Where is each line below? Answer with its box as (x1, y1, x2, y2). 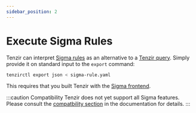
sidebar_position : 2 (6, 8, 58, 15)
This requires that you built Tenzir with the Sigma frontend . (6, 83, 151, 90)
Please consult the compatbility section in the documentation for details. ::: (6, 101, 191, 108)
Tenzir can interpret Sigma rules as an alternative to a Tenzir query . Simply (6, 54, 190, 61)
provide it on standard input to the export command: (6, 60, 135, 67)
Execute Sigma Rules (6, 34, 113, 48)
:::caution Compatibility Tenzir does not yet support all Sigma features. (6, 94, 180, 101)
